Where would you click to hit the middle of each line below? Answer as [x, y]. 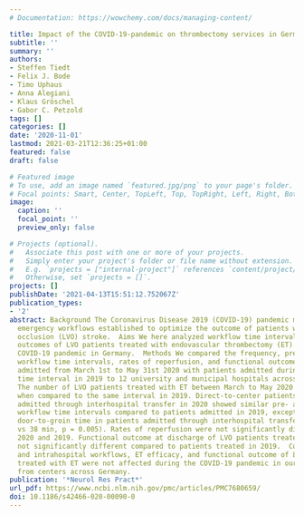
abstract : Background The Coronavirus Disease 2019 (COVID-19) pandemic [149, 320]
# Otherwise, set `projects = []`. [81, 277]
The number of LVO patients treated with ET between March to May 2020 [156, 387]
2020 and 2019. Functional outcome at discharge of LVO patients [143, 438]
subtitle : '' [34, 43]
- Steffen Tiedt [40, 68]
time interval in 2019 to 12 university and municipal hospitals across [157, 379]
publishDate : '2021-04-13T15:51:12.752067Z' [95, 295]
